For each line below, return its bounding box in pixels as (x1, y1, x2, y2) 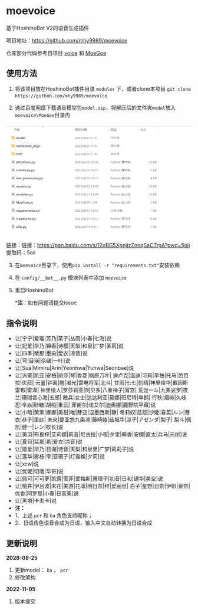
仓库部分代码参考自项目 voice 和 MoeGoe (6, 49, 107, 57)
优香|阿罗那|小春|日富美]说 (14, 490, 79, 497)
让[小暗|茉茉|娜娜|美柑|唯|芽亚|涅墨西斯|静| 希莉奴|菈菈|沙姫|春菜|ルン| (14, 409, 186, 416)
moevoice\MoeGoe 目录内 (14, 111, 71, 119)
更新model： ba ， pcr (14, 566, 69, 573)
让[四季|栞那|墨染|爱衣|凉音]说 (14, 350, 88, 357)
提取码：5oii (6, 249, 36, 256)
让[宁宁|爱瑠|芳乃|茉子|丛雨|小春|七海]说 (14, 335, 112, 342)
